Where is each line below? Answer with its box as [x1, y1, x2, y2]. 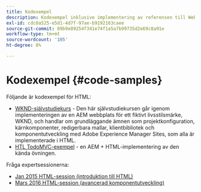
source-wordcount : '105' [6, 37, 68, 43]
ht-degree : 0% [6, 43, 42, 49]
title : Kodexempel [6, 8, 52, 15]
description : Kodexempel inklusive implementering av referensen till [6, 14, 186, 20]
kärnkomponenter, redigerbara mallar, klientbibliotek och [14, 124, 155, 131]
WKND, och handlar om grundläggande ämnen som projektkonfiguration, [14, 118, 195, 125]
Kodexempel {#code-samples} [6, 73, 163, 87]
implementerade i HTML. [14, 136, 77, 144]
